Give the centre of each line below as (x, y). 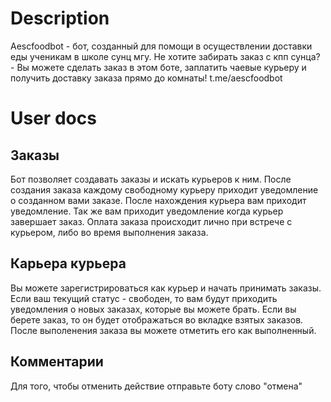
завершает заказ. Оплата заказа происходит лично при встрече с (151, 221)
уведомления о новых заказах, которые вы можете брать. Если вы (153, 309)
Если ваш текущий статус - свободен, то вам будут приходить (144, 298)
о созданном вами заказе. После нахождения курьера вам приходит (158, 200)
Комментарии (57, 362)
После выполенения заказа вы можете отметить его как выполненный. (163, 330)
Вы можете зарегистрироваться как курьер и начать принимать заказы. (166, 288)
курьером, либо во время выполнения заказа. (109, 232)
